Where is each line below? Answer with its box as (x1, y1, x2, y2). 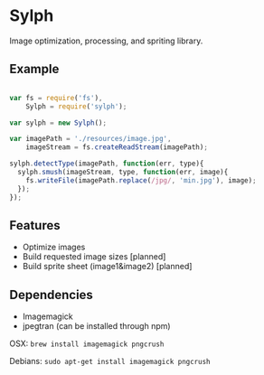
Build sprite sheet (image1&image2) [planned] (22, 261, 193, 272)
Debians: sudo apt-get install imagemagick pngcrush (9, 356, 211, 367)
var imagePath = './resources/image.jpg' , (9, 135, 172, 144)
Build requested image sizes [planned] (22, 251, 166, 262)
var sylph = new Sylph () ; (9, 118, 107, 127)
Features (9, 218, 61, 233)
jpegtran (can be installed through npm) (22, 321, 171, 332)
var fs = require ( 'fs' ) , (9, 93, 103, 102)
